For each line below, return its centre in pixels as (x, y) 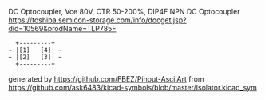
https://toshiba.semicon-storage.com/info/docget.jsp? (97, 20)
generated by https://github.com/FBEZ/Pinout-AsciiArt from (107, 79)
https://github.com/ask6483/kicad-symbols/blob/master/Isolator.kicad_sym (132, 88)
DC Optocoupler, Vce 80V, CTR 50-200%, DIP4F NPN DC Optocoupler (124, 12)
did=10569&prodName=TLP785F (62, 28)
